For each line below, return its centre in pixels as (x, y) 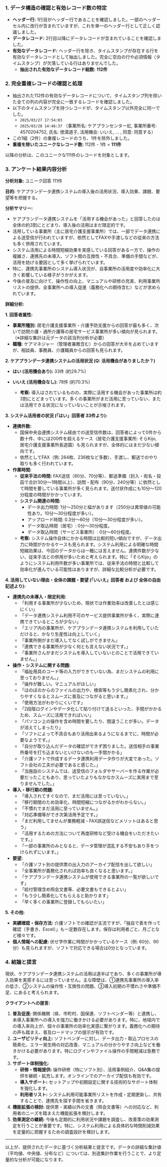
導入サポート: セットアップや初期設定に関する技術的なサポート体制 (89, 1082)
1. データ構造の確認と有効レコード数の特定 (56, 7)
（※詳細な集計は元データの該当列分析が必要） (59, 338)
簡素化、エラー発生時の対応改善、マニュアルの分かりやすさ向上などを (84, 1045)
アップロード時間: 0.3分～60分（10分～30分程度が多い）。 (86, 519)
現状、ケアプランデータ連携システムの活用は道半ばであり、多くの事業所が (81, 974)
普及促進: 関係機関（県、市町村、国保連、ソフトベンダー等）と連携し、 (85, 1014)
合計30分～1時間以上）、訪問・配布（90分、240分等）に (86, 482)
